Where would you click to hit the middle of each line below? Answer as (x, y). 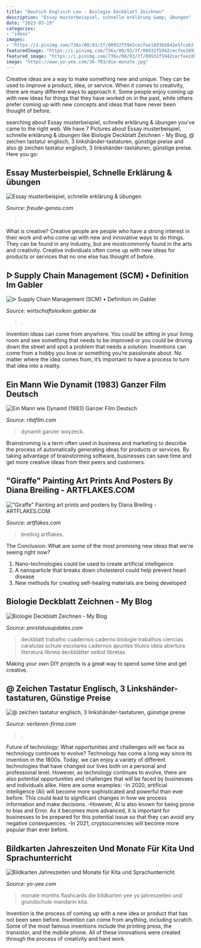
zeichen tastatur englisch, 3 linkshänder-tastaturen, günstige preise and (95, 141)
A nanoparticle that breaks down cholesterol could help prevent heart (100, 570)
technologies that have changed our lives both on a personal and (86, 766)
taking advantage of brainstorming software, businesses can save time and (99, 456)
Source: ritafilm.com (31, 420)
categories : (21, 28)
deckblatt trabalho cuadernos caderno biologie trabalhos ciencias (102, 639)
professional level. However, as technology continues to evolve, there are (96, 773)
